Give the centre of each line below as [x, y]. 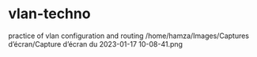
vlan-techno [49, 14]
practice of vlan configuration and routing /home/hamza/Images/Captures [129, 36]
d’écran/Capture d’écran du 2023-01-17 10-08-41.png [96, 44]
